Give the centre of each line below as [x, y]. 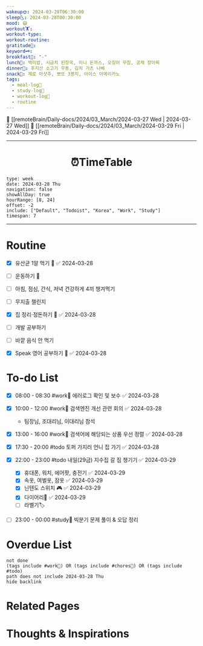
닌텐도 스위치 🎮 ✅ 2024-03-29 [62, 488]
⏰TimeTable [101, 162]
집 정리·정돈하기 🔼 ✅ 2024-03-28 [55, 314]
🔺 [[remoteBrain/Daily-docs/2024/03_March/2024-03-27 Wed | [85, 119]
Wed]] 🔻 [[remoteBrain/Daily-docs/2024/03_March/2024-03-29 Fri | [99, 125]
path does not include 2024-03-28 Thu [55, 577]
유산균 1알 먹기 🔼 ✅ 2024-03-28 [54, 263]
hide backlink [24, 582]
